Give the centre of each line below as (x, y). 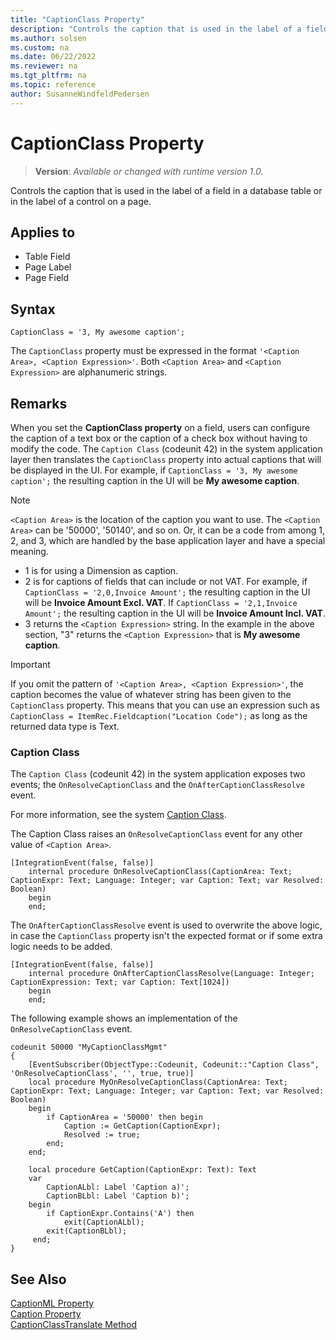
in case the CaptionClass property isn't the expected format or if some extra (166, 936)
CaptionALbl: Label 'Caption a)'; (118, 1187)
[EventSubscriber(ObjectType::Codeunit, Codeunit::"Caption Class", (174, 1065)
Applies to (43, 232)
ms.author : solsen (48, 38)
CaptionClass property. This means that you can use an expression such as (165, 705)
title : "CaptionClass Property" (77, 19)
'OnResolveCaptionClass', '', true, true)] (102, 1074)
